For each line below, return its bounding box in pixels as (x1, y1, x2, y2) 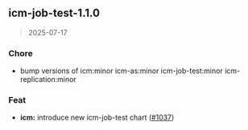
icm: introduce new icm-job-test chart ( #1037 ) (19, 112, 175, 123)
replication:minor (19, 75, 76, 84)
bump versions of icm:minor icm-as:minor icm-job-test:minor (19, 66, 223, 75)
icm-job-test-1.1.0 (8, 6, 101, 20)
